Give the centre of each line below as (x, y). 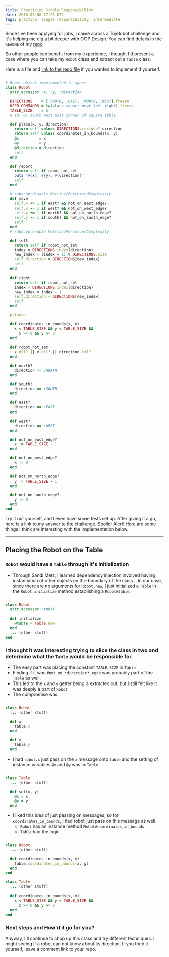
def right (20, 278)
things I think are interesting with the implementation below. (67, 529)
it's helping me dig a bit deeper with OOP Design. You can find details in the (84, 39)
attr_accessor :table (32, 609)
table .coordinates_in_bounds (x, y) (52, 864)
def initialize (26, 619)
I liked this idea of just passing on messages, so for (66, 815)
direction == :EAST (35, 407)
